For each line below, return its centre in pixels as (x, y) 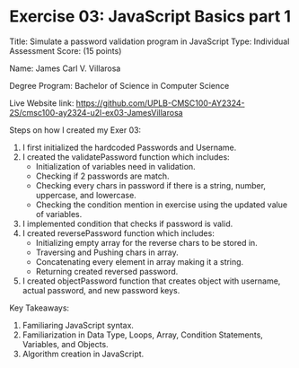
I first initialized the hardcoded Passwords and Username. (129, 147)
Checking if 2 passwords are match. (102, 176)
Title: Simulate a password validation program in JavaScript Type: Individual (149, 41)
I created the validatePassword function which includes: (126, 157)
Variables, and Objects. (66, 344)
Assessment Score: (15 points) (66, 50)
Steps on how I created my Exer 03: (75, 130)
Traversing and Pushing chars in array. (107, 252)
